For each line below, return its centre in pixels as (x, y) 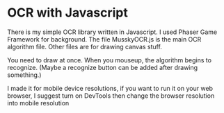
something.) (24, 75)
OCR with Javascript (68, 13)
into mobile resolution (38, 103)
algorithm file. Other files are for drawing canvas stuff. (85, 46)
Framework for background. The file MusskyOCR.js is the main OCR (104, 39)
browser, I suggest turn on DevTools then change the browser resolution (111, 96)
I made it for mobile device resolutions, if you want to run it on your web (110, 88)
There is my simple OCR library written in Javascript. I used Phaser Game (112, 32)
